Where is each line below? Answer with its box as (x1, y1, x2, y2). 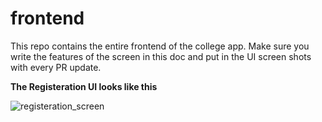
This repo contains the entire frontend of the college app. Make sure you (10, 40, 310, 52)
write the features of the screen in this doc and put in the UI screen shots (10, 50, 312, 62)
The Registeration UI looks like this (10, 80, 158, 92)
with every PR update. (10, 61, 102, 73)
